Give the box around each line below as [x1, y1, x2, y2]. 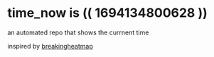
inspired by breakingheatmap [7, 42, 94, 50]
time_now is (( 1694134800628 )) [7, 5, 208, 21]
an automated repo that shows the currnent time [7, 28, 149, 37]
